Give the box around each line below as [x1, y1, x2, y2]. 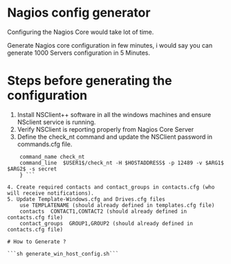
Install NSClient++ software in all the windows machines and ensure [17, 110, 212, 118]
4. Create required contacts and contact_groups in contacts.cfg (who [7, 184, 215, 191]
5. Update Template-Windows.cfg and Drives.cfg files [7, 195, 166, 202]
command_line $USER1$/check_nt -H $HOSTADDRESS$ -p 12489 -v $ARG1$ [19, 159, 225, 166]
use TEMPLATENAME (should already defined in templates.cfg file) [19, 202, 215, 209]
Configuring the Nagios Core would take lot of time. [7, 28, 154, 36]
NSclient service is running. [17, 118, 96, 126]
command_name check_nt [19, 153, 85, 160]
